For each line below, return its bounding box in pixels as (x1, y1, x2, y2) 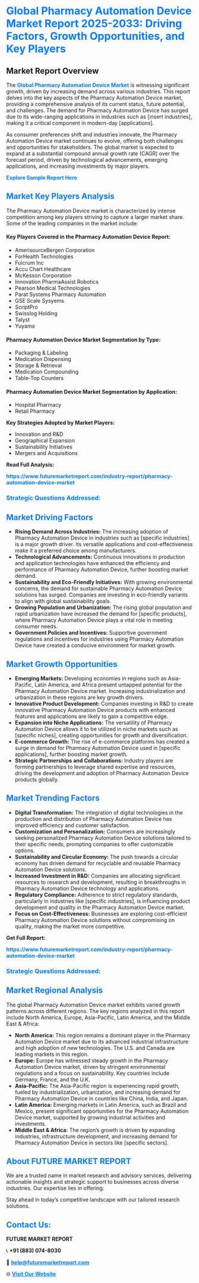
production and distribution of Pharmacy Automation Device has (14, 815, 172, 822)
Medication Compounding (14, 368, 79, 375)
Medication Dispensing (14, 356, 71, 363)
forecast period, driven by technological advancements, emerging (6, 156, 168, 163)
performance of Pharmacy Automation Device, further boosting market (14, 566, 189, 573)
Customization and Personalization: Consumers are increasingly (14, 828, 175, 835)
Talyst (14, 316, 30, 324)
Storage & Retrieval (14, 362, 62, 369)
